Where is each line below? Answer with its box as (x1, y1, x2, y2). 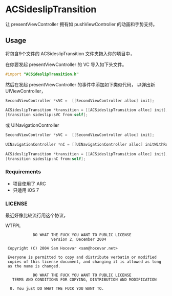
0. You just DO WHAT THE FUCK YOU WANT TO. (10, 286, 104, 291)
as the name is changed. (7, 263, 60, 269)
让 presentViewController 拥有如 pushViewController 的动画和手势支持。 (5, 21, 158, 27)
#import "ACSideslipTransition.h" (5, 72, 79, 77)
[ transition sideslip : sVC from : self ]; (5, 112, 88, 118)
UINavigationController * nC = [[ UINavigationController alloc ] (5, 142, 143, 147)
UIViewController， (5, 88, 46, 94)
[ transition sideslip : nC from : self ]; (5, 156, 86, 162)
